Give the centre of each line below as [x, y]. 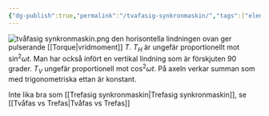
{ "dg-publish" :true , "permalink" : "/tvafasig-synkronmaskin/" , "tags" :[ [127, 16]
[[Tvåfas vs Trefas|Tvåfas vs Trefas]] [69, 103]
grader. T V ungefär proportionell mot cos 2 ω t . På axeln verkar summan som [132, 69]
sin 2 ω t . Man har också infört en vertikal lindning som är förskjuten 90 [122, 58]
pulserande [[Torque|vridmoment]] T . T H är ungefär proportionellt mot [124, 48]
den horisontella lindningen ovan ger [171, 38]
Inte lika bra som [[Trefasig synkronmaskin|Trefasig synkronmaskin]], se [127, 94]
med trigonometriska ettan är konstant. [72, 79]
